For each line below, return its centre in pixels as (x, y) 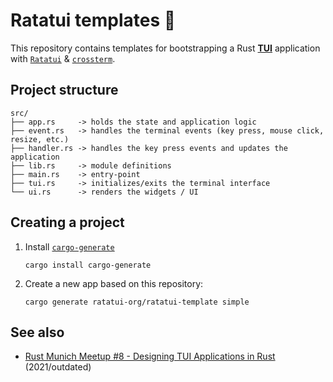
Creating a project (67, 222)
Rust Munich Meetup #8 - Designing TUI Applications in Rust (150, 356)
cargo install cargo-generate (88, 265)
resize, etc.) (40, 139)
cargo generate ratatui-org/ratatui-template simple (137, 302)
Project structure (64, 90)
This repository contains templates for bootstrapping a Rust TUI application (165, 48)
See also (37, 332)
